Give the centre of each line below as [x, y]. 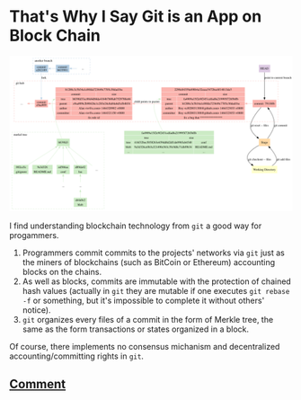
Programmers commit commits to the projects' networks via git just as [153, 253]
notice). [36, 310]
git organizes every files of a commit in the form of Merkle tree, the [148, 319]
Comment [38, 384]
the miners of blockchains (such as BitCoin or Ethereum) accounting [149, 262]
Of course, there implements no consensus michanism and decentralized [145, 346]
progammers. [34, 235]
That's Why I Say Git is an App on [136, 17]
